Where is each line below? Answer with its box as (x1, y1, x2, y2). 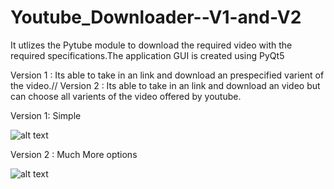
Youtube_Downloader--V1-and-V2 (10, 6, 302, 29)
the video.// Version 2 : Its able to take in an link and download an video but (10, 79, 321, 91)
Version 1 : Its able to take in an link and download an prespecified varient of (10, 69, 325, 81)
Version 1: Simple (10, 109, 82, 121)
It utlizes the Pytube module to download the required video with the (10, 39, 293, 51)
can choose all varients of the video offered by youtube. (10, 90, 242, 102)
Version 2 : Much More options (10, 148, 138, 160)
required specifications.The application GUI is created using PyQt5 (10, 49, 285, 61)
